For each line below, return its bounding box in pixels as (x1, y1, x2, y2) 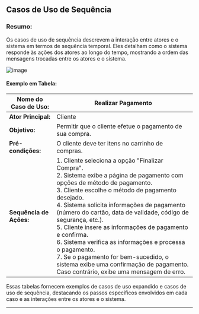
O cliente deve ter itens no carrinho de (56, 139, 163, 147)
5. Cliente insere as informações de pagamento (56, 223, 188, 231)
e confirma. (56, 230, 89, 239)
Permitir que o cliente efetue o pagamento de (56, 122, 182, 130)
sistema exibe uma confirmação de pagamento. (56, 260, 189, 268)
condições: (9, 147, 41, 155)
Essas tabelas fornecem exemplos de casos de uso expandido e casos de (6, 283, 187, 290)
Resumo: (6, 23, 33, 31)
